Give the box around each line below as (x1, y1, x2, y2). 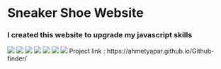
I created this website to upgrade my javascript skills (7, 30, 193, 40)
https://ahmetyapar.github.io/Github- (106, 47, 215, 56)
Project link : (69, 47, 106, 56)
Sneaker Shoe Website (7, 5, 144, 21)
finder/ (7, 54, 27, 63)
